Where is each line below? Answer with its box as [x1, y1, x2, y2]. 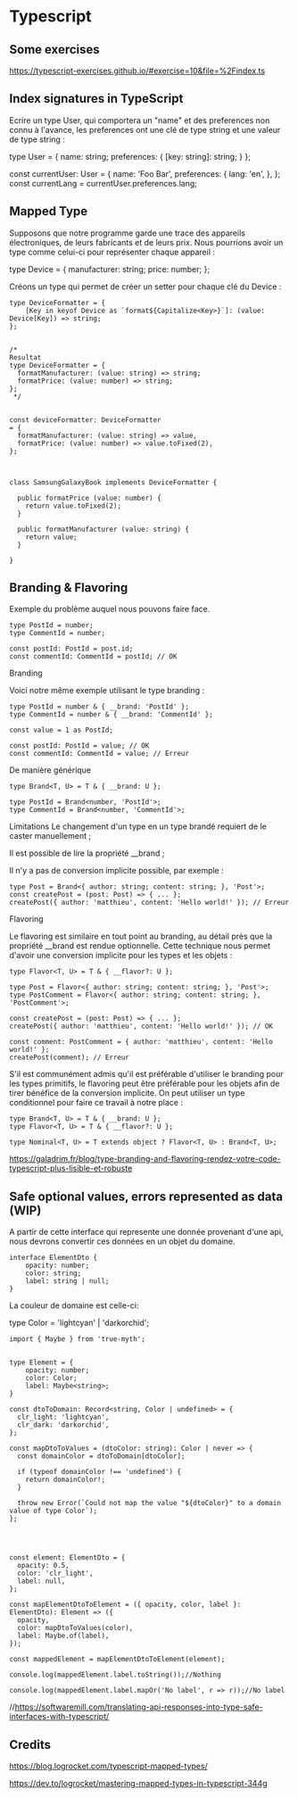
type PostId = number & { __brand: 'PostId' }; [9, 702, 190, 711]
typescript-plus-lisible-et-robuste [9, 1163, 133, 1174]
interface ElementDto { [9, 1254, 98, 1263]
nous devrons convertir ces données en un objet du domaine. [9, 1236, 236, 1246]
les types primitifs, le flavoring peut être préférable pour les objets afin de [9, 1078, 280, 1089]
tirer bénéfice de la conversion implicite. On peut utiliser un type [9, 1088, 245, 1098]
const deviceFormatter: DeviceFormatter [9, 415, 162, 425]
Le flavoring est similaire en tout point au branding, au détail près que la [9, 931, 273, 942]
